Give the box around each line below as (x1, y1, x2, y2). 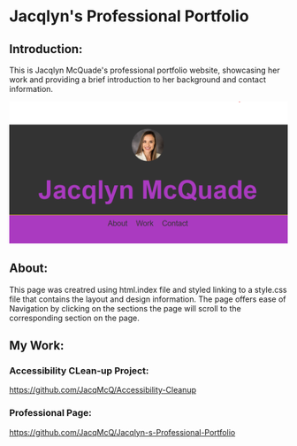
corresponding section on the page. (9, 312, 140, 323)
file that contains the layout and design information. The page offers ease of (9, 294, 286, 304)
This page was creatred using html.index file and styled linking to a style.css (9, 284, 287, 295)
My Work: (9, 338, 65, 353)
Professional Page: (9, 407, 93, 419)
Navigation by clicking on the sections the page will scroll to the (9, 303, 241, 313)
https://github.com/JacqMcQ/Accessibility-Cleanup (9, 385, 197, 396)
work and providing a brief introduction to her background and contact (9, 74, 267, 85)
